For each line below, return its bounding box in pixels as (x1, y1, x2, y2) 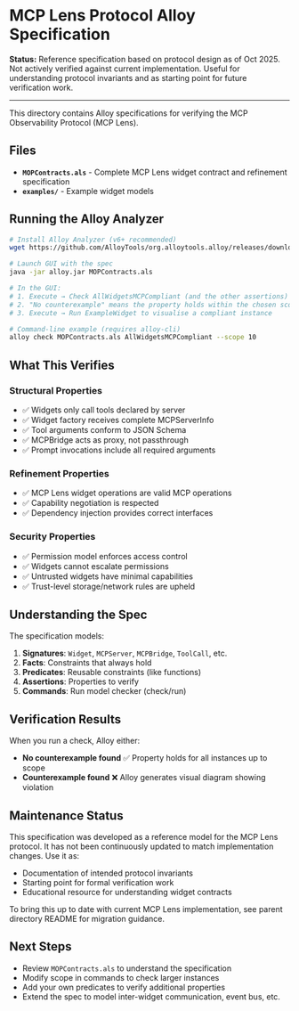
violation (21, 782, 54, 793)
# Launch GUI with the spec (9, 259, 114, 268)
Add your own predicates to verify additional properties (21, 982, 225, 992)
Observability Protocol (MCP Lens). (9, 117, 140, 127)
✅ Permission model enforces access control (21, 550, 189, 561)
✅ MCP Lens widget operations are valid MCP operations (21, 487, 232, 499)
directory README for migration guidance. (9, 914, 165, 925)
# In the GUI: (9, 284, 62, 293)
